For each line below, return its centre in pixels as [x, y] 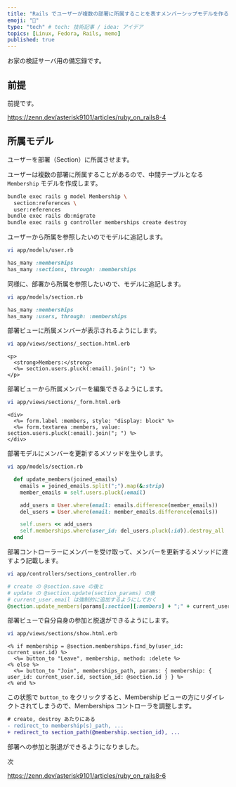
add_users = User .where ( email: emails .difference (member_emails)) [119, 505]
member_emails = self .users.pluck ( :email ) [83, 493]
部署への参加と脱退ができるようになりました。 [75, 746]
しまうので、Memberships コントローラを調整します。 [116, 706]
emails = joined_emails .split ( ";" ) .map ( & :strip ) [92, 486]
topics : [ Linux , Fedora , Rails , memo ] [64, 33]
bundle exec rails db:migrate [52, 216]
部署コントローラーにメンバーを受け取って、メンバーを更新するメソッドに [115, 552]
